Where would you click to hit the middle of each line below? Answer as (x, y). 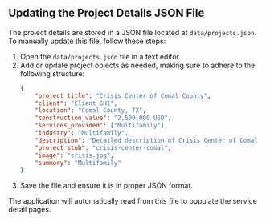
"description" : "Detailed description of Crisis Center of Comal (147, 140)
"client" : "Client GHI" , (76, 103)
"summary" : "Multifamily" (78, 163)
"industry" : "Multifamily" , (82, 133)
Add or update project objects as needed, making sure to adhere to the (137, 65)
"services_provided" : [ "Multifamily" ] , (102, 126)
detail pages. (30, 210)
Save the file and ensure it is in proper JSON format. (106, 186)
